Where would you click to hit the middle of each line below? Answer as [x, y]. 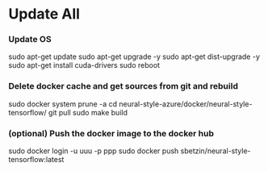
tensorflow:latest [36, 160]
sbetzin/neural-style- [216, 151]
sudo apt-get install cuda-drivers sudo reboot [84, 65]
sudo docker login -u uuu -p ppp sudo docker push [94, 151]
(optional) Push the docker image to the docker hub [111, 133]
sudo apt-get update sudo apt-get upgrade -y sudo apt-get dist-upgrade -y [134, 56]
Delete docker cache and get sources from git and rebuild [123, 86]
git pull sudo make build [88, 112]
